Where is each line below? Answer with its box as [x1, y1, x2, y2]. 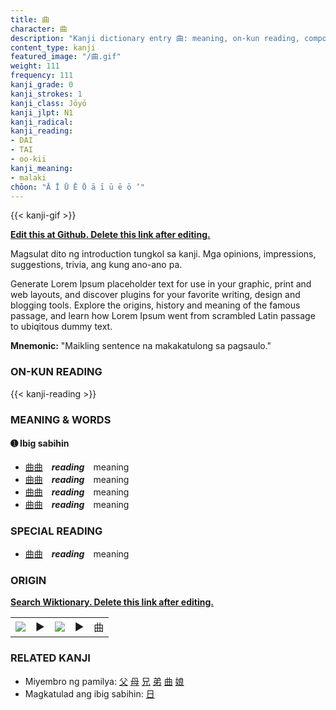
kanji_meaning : [10, 163, 74, 173]
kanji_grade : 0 [10, 80, 74, 90]
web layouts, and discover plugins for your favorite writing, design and [10, 289, 301, 301]
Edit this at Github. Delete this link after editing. [10, 229, 211, 241]
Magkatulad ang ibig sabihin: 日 [24, 687, 155, 700]
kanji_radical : [10, 117, 74, 127]
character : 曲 [10, 24, 68, 34]
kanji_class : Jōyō [10, 98, 87, 108]
